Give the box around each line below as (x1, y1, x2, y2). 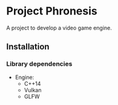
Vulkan (24, 86, 42, 94)
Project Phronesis (6, 4, 98, 18)
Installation (6, 42, 50, 52)
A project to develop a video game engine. (6, 24, 112, 31)
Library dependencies (6, 60, 73, 68)
